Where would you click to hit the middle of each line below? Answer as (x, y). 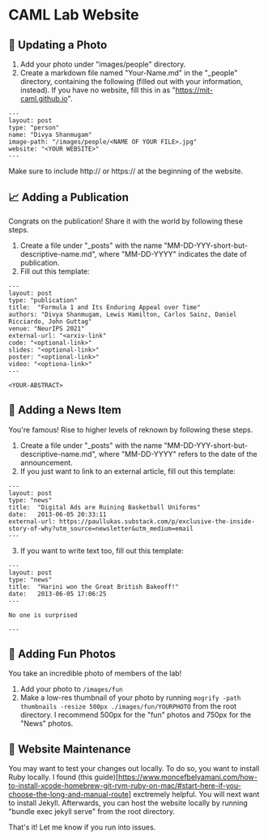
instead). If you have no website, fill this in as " (98, 90)
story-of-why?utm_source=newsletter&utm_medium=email (101, 528)
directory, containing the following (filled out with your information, (131, 81)
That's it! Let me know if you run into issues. (82, 827)
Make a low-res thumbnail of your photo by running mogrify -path (130, 697)
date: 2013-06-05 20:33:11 (57, 514)
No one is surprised (43, 615)
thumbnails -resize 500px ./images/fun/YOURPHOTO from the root (128, 706)
